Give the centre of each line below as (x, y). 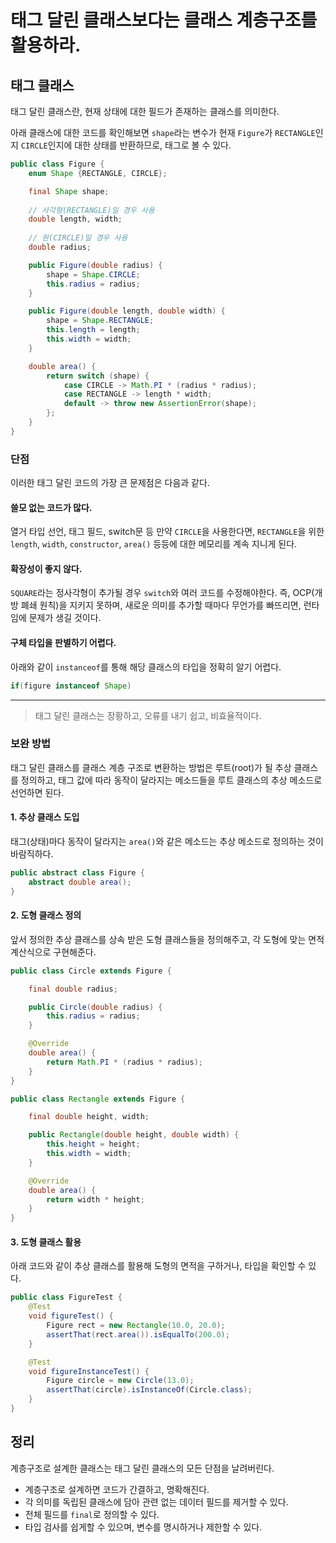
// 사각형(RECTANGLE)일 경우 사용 (91, 210)
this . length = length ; (93, 330)
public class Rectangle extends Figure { (98, 1099)
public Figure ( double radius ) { (95, 265)
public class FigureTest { (66, 1297)
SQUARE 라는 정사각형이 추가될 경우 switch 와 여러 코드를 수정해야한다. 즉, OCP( (162, 593)
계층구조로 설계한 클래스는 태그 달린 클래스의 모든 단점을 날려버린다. (142, 1468)
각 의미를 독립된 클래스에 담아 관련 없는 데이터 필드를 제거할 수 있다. (156, 1502)
